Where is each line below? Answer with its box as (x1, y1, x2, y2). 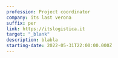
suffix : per (6, 20, 36, 26)
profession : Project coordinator (6, 8, 91, 15)
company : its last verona (6, 14, 71, 21)
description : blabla (6, 37, 59, 43)
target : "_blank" (6, 31, 50, 37)
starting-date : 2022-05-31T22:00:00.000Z (6, 43, 113, 49)
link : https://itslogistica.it (6, 25, 85, 32)
